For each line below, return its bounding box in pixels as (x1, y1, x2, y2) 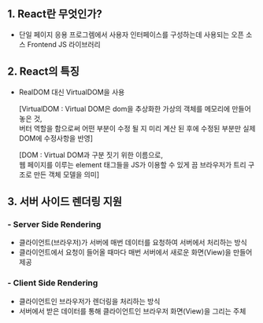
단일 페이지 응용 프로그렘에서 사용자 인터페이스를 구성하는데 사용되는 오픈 (18, 30, 245, 39)
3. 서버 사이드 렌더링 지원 (7, 195, 123, 208)
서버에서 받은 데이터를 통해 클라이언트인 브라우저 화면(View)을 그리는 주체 (18, 306, 246, 316)
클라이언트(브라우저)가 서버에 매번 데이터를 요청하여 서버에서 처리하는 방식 (18, 238, 247, 248)
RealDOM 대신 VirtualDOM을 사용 (18, 87, 125, 97)
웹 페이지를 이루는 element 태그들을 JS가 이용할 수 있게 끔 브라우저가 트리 (18, 160, 246, 169)
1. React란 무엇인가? (7, 7, 103, 21)
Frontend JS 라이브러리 (27, 39, 101, 49)
